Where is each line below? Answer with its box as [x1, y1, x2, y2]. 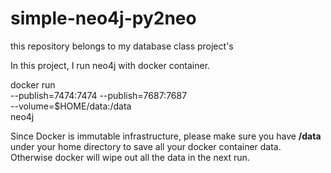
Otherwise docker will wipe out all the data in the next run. [10, 151, 250, 163]
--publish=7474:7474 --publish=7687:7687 [10, 89, 188, 101]
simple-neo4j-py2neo [10, 7, 197, 30]
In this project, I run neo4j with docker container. [10, 59, 211, 71]
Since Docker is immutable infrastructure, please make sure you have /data [10, 130, 322, 142]
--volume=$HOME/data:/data [10, 100, 132, 112]
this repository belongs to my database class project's [10, 40, 234, 52]
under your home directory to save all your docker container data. [10, 140, 282, 152]
